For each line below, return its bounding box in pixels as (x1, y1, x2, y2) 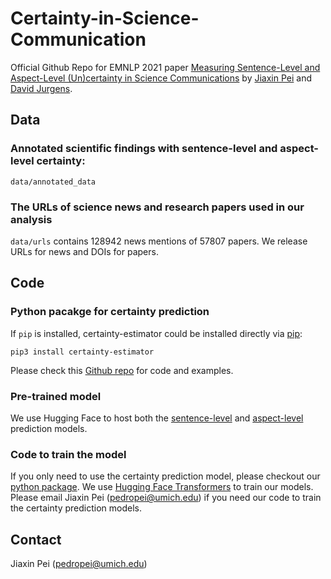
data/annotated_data (10, 177, 97, 187)
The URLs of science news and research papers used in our (10, 200, 305, 214)
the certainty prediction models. (10, 502, 142, 514)
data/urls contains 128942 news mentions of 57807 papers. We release (10, 235, 308, 247)
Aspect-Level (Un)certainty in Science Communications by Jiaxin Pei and (10, 72, 313, 84)
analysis (10, 212, 53, 226)
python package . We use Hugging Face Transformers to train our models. (10, 481, 314, 493)
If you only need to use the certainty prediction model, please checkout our (10, 470, 321, 482)
